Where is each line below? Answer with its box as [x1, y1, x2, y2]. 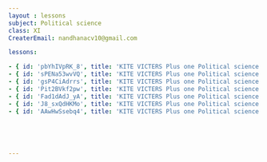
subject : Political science [8, 19, 102, 27]
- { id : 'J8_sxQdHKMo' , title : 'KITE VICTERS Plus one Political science [8, 100, 260, 108]
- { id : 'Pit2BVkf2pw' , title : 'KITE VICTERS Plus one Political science [8, 85, 260, 93]
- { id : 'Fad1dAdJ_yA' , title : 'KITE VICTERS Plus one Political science [8, 93, 260, 101]
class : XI [8, 26, 42, 34]
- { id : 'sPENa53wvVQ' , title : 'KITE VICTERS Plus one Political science [8, 70, 260, 78]
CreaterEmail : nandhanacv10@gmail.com [8, 34, 137, 42]
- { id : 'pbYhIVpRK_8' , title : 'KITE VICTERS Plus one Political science [8, 63, 260, 71]
